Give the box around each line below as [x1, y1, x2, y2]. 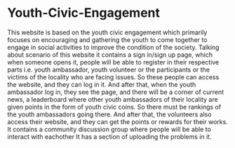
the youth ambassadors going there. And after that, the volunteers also [7, 110, 212, 119]
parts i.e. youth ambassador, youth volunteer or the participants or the [7, 65, 210, 74]
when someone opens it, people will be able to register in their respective [7, 58, 220, 66]
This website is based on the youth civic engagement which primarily [7, 28, 208, 36]
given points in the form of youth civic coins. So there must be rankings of [7, 102, 222, 111]
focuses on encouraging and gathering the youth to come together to [7, 35, 208, 43]
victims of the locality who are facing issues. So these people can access [7, 72, 220, 81]
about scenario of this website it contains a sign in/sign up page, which [7, 51, 213, 59]
